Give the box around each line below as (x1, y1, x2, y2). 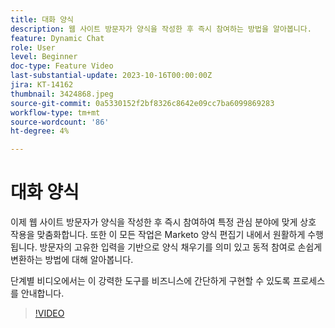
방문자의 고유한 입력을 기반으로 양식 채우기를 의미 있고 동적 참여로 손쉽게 (39, 241, 323, 253)
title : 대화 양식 (10, 14, 75, 25)
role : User (10, 42, 56, 53)
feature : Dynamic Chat (10, 33, 105, 43)
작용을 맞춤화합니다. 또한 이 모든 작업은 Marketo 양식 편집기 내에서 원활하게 (10, 229, 306, 241)
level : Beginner (10, 52, 78, 62)
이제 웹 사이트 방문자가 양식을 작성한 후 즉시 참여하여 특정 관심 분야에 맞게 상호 (10, 216, 317, 228)
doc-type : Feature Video (10, 61, 114, 71)
